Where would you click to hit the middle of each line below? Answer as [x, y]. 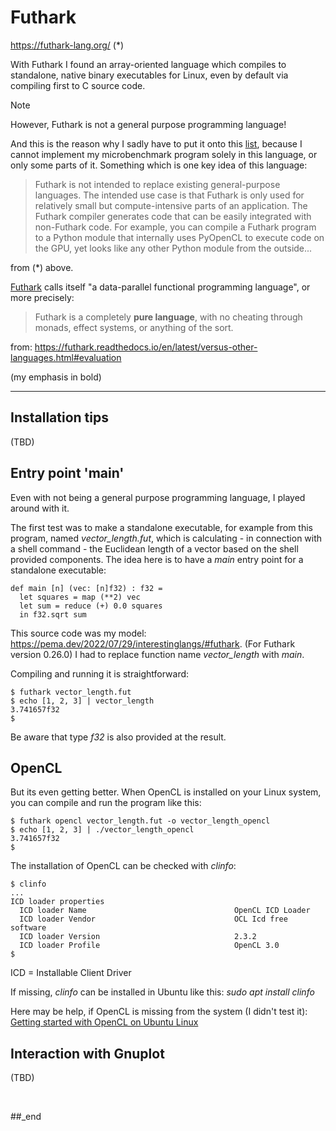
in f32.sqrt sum [53, 614]
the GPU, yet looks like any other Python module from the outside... [173, 248]
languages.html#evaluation [66, 357]
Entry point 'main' [67, 473]
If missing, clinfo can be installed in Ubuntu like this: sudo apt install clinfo [162, 992]
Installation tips [59, 417]
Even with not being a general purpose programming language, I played [158, 497]
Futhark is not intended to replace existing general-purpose [157, 184]
